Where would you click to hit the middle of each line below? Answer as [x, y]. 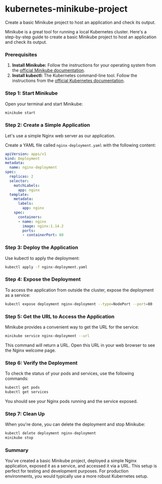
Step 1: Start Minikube [31, 93]
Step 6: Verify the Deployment [41, 363]
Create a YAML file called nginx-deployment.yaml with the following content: [81, 145]
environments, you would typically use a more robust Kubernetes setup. [77, 476]
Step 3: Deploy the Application [42, 247]
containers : [30, 217]
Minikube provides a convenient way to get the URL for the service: [72, 327]
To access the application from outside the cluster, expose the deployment [79, 290]
